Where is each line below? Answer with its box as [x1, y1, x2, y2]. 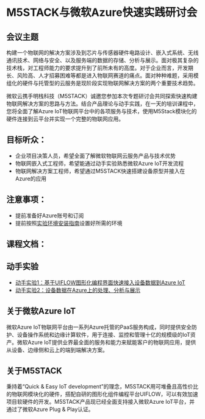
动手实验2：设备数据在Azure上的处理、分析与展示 [15, 286, 141, 294]
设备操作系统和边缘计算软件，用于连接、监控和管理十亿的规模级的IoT [16, 331, 191, 338]
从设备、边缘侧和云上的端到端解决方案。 [6, 346, 108, 353]
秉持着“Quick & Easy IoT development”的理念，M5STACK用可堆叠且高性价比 [6, 383, 199, 390]
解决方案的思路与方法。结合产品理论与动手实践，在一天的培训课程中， [22, 100, 199, 107]
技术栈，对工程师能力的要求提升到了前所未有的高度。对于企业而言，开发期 [6, 65, 193, 71]
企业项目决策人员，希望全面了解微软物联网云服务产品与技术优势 [15, 152, 176, 159]
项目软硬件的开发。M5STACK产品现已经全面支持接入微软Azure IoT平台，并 [6, 398, 195, 406]
